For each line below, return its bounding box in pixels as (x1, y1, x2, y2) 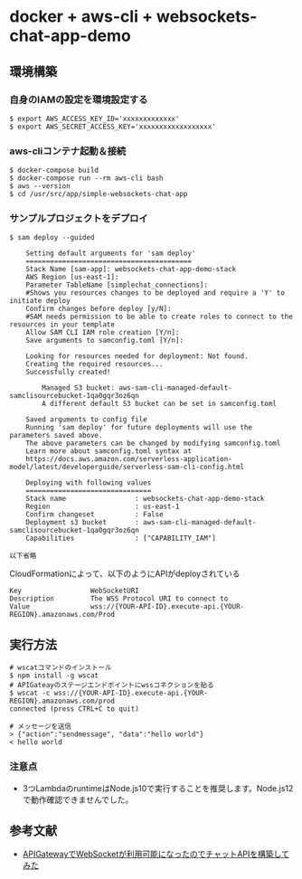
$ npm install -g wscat (9, 671, 99, 680)
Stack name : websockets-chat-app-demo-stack (25, 495, 265, 504)
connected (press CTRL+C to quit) (9, 704, 140, 714)
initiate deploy (9, 297, 71, 306)
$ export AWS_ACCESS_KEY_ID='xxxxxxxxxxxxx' (9, 114, 180, 123)
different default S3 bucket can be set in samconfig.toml (49, 400, 278, 409)
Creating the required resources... (25, 360, 165, 369)
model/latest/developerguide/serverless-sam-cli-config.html (9, 463, 245, 472)
